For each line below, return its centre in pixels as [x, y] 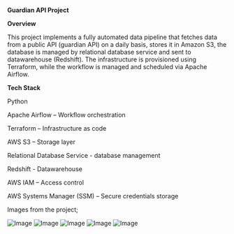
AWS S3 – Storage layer [41, 142]
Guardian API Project [38, 10]
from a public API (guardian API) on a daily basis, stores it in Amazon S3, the [117, 44]
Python [17, 101]
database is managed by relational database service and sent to [99, 52]
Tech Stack [24, 88]
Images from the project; [43, 210]
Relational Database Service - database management [84, 155]
